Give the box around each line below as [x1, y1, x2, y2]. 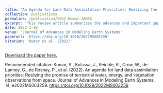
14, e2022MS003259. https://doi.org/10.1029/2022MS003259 [5, 82, 129, 88]
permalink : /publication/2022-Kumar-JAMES [5, 16, 92, 21]
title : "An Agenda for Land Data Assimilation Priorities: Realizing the [5, 7, 158, 12]
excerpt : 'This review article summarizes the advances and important [5, 20, 151, 26]
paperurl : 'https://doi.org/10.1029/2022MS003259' [5, 35, 110, 39]
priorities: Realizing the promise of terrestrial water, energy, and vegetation [5, 72, 155, 78]
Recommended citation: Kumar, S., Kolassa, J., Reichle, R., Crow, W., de [5, 61, 148, 67]
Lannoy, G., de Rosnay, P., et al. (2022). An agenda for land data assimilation [5, 67, 158, 73]
